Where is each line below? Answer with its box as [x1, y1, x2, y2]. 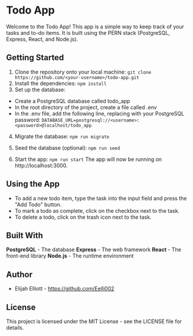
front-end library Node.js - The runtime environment [6, 252, 134, 259]
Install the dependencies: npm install [14, 80, 107, 87]
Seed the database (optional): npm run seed [14, 144, 120, 151]
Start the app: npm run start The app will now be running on [14, 156, 162, 163]
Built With [6, 230, 43, 241]
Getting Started [6, 52, 64, 62]
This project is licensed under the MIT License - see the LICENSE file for [6, 318, 182, 325]
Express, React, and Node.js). [6, 35, 78, 42]
